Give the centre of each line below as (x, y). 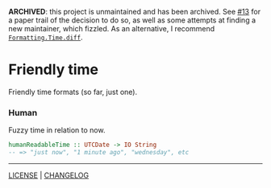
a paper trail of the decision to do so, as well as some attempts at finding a (132, 20)
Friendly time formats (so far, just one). (73, 92)
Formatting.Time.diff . (46, 37)
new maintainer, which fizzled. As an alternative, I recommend (112, 29)
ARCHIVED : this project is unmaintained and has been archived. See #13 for (134, 12)
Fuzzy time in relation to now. (57, 130)
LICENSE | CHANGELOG (49, 175)
